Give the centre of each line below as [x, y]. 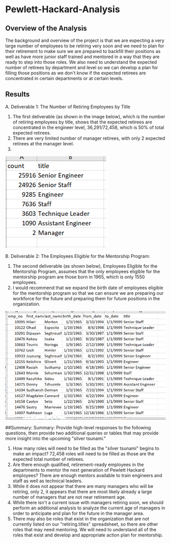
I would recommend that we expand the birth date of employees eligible [88, 288]
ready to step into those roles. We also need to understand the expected [81, 62]
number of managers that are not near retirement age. [69, 497]
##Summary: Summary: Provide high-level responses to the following [78, 428]
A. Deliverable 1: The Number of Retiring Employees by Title [68, 107]
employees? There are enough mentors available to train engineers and [87, 476]
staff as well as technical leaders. [48, 481]
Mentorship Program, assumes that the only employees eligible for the [86, 271]
